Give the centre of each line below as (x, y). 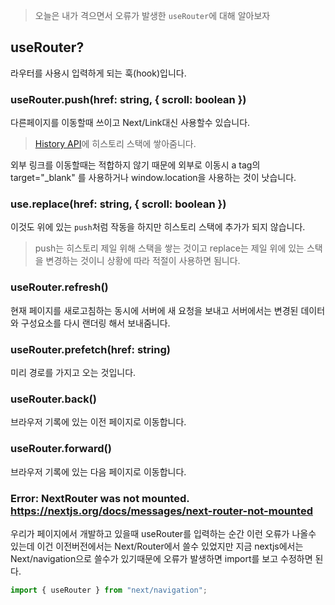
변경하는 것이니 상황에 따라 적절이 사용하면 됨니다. (143, 261)
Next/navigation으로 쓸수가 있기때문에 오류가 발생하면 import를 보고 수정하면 (161, 558)
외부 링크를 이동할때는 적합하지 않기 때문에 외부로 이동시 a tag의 (135, 165)
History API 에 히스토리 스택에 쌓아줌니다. (115, 144)
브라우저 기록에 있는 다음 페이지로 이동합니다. (98, 471)
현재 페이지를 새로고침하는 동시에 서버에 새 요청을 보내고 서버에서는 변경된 (154, 310)
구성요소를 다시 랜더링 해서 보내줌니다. (95, 323)
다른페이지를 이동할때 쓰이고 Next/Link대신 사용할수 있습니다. (130, 123)
